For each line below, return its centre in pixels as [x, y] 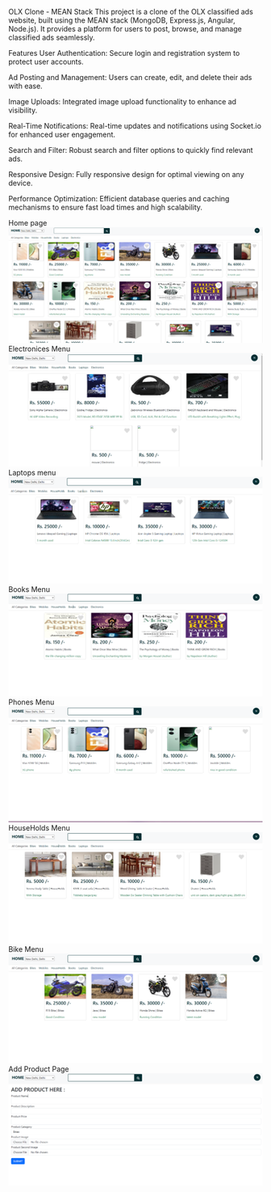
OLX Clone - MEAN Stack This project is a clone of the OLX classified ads [131, 12]
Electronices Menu [40, 349]
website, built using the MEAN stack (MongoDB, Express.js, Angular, [122, 20]
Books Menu [29, 590]
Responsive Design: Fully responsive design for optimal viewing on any [126, 174]
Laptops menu [32, 473]
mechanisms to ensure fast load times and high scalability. [106, 207]
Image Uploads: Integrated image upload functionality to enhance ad [122, 101]
